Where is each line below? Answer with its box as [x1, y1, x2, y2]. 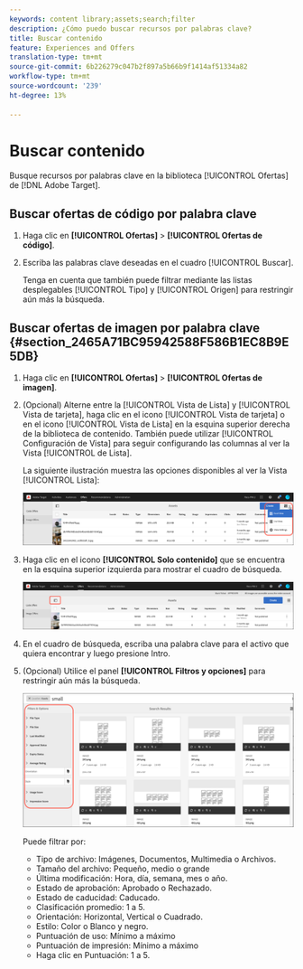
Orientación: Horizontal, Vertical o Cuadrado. [35, 911, 204, 922]
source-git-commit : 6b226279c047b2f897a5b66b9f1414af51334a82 [9, 62, 248, 71]
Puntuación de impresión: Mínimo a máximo [35, 940, 199, 951]
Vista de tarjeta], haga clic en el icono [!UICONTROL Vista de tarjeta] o [22, 409, 286, 420]
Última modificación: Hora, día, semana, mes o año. [35, 872, 228, 883]
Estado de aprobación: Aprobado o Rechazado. [35, 882, 213, 893]
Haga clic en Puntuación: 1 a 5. [35, 949, 151, 960]
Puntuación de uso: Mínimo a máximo [35, 930, 176, 941]
